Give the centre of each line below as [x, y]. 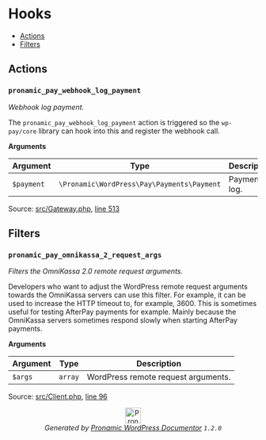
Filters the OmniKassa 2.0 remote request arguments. [96, 271]
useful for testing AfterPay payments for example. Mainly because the [122, 312]
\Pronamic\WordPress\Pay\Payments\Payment [140, 184]
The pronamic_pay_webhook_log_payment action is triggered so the [114, 122]
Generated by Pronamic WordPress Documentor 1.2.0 [133, 428]
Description [159, 364]
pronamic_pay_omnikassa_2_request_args [85, 255]
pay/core [23, 132]
